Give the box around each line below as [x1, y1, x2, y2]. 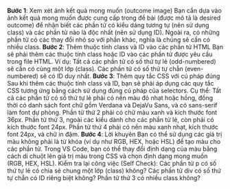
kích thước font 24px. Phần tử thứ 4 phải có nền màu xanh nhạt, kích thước [7, 123, 218, 131]
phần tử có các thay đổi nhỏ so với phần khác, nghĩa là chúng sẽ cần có [7, 36, 211, 44]
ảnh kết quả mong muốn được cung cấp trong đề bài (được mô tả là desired [7, 14, 221, 22]
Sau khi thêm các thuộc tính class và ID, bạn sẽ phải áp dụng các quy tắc [7, 79, 214, 87]
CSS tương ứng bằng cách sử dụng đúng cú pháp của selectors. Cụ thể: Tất [7, 86, 222, 94]
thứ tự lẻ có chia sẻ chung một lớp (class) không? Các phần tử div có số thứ [7, 166, 222, 175]
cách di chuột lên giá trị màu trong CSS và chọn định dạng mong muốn [7, 152, 208, 160]
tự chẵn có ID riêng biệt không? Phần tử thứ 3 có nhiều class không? [7, 174, 200, 181]
